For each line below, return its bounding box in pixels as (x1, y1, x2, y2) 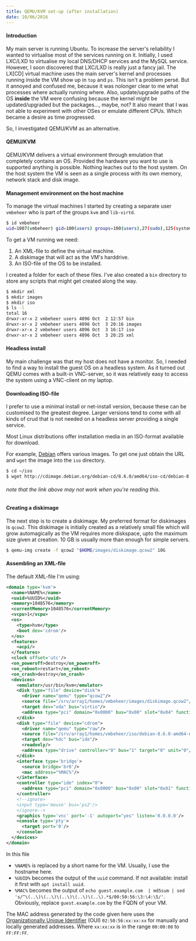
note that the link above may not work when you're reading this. (6, 486, 160, 493)
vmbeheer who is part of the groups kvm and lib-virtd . (6, 209, 135, 216)
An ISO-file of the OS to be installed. (14, 260, 102, 267)
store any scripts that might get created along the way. (6, 277, 138, 284)
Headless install (6, 345, 46, 352)
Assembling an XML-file (6, 560, 66, 567)
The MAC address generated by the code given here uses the (6, 911, 155, 918)
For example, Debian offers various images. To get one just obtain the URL (6, 451, 185, 458)
